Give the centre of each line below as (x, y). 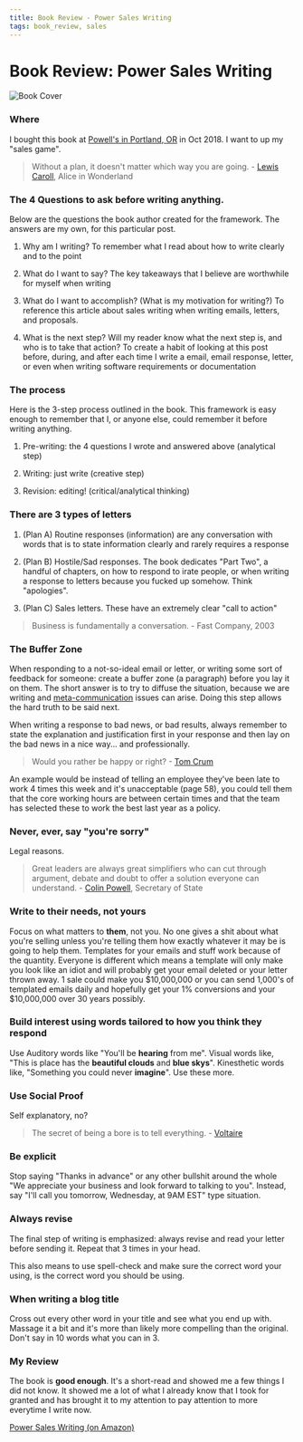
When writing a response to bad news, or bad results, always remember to (148, 725)
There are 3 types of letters (71, 514)
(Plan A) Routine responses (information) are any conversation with (147, 534)
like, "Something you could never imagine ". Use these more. (122, 1072)
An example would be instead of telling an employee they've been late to (145, 779)
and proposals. (50, 320)
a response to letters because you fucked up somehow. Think (137, 581)
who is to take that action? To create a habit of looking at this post (145, 347)
